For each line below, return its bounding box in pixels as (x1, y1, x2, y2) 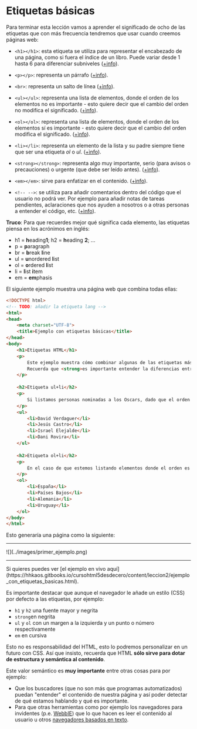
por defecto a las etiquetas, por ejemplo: (6, 595, 104, 602)
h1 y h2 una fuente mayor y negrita (14, 607, 98, 614)
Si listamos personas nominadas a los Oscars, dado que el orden (27, 397, 191, 402)
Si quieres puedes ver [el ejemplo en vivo (6, 565, 106, 572)
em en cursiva (14, 632, 47, 639)
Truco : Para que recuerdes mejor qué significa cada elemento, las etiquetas (6, 219, 190, 226)
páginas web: (6, 36, 39, 43)
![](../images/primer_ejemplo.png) (6, 548, 88, 555)
